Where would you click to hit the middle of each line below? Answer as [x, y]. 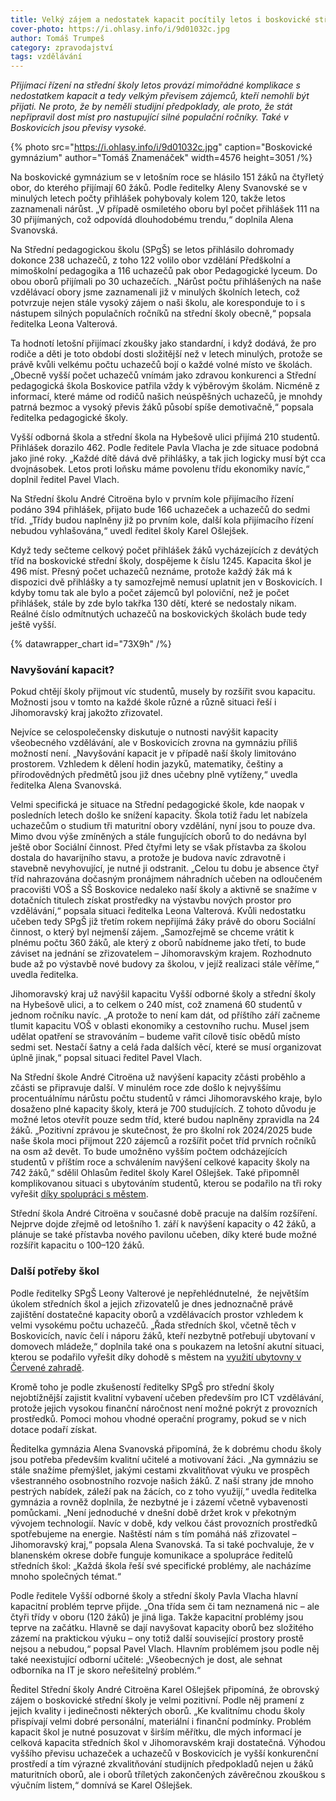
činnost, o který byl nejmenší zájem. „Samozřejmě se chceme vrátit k [152, 932]
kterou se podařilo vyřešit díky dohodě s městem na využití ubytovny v [156, 1357]
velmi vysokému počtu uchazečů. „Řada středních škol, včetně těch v [153, 1325]
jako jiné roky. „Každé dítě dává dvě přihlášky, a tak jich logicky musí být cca [168, 458]
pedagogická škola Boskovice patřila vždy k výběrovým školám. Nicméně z [165, 386]
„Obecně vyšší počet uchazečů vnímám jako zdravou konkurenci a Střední [163, 375]
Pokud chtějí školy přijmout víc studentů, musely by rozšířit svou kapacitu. [163, 692]
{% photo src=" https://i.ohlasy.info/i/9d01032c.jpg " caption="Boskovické [161, 147]
